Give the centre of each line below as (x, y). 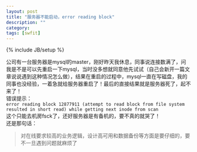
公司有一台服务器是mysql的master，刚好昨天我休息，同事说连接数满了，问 (96, 62)
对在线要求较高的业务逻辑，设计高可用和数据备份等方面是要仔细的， (103, 136)
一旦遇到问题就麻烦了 (51, 143)
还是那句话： (21, 123)
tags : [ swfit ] (23, 33)
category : (18, 28)
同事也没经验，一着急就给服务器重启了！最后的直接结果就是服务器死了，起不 (98, 84)
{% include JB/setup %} (35, 50)
